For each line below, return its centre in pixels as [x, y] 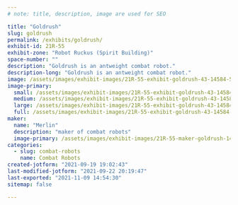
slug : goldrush [30, 33]
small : [23, 93]
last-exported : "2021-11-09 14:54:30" [64, 177]
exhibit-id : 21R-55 [36, 47]
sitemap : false [30, 184]
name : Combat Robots [50, 158]
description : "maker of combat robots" [73, 131]
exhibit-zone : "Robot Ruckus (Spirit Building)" [80, 53]
